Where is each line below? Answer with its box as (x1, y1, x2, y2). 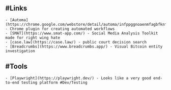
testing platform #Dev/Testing (21, 80, 88, 85)
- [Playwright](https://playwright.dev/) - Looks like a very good (5, 75, 152, 80)
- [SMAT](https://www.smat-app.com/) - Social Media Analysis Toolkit (5, 30, 158, 36)
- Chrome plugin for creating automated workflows (5, 26, 115, 31)
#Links (5, 4, 27, 13)
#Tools (5, 62, 28, 71)
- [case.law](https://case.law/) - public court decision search (5, 39, 147, 44)
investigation (5, 48, 36, 54)
